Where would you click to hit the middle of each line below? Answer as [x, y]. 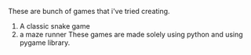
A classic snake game [55, 26]
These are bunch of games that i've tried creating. [89, 11]
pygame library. [45, 43]
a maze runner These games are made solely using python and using [131, 34]
